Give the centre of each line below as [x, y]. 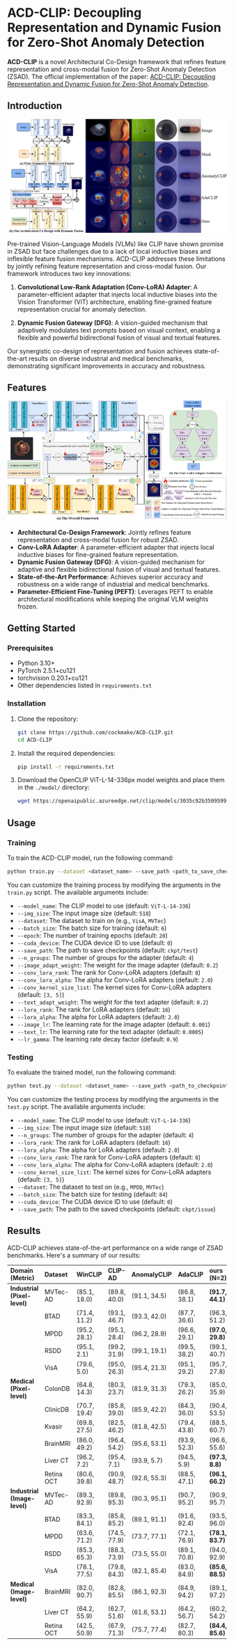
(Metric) [22, 1278]
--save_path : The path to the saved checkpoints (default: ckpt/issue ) [116, 1209]
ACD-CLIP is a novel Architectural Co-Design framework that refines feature [117, 61]
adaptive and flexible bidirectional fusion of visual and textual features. [119, 569]
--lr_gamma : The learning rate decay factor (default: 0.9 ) [98, 1039]
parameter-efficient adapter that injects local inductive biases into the [117, 294]
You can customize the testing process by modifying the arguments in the [113, 1099]
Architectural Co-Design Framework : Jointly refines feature [104, 532]
